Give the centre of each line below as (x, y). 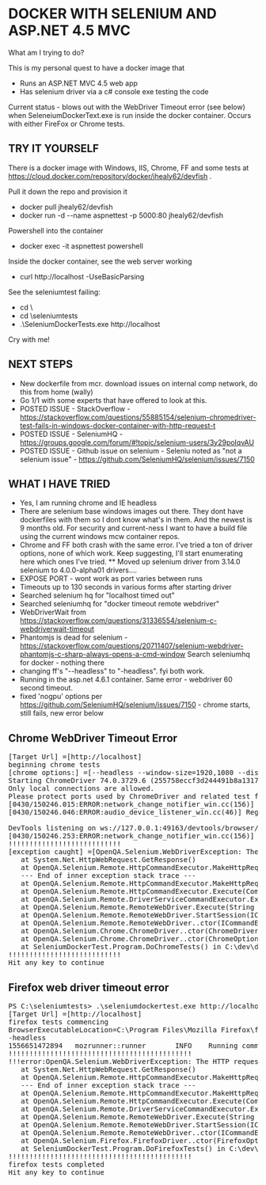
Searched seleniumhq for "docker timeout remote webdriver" (120, 604)
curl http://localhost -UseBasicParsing (82, 276)
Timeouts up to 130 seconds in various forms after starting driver (125, 587)
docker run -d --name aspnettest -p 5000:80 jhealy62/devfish (122, 215)
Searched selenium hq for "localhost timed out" (97, 595)
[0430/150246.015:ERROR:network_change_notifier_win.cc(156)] (131, 805)
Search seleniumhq (219, 655)
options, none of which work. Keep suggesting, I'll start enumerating (131, 553)
